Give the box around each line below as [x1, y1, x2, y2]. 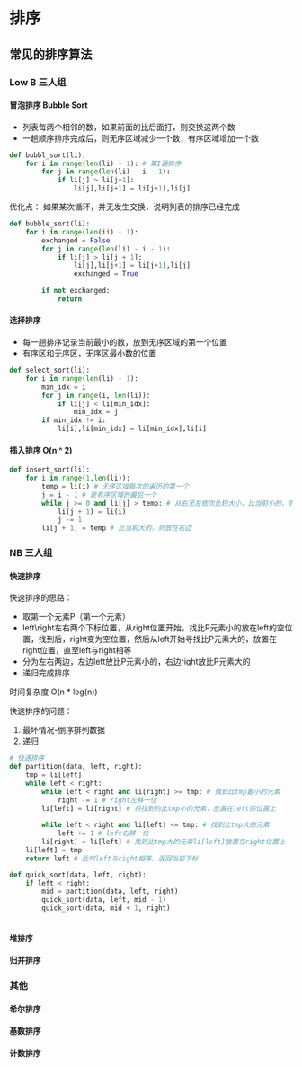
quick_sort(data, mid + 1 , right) [41, 904, 171, 913]
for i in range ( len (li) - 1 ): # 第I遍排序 [25, 159, 182, 168]
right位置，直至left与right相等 [22, 645, 132, 656]
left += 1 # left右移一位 [57, 829, 150, 838]
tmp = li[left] [25, 771, 83, 780]
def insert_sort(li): [9, 465, 91, 474]
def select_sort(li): [9, 366, 91, 375]
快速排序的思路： [9, 592, 73, 603]
